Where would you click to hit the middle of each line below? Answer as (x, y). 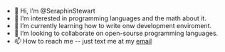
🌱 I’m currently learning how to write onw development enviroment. (113, 26)
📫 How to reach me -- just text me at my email (83, 41)
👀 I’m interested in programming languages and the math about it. (110, 18)
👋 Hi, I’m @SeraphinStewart (55, 11)
